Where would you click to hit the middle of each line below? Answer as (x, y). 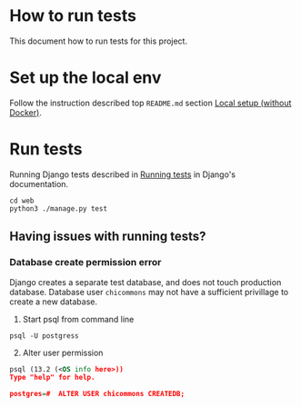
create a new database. (54, 302)
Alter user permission (63, 352)
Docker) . (26, 112)
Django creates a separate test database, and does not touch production (145, 282)
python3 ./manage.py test (58, 208)
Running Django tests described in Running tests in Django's (123, 174)
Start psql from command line (78, 319)
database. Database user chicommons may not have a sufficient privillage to (149, 292)
